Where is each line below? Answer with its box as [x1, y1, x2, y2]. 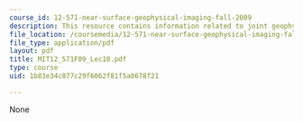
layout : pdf [9, 47, 54, 56]
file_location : [9, 30, 67, 39]
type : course [9, 64, 59, 73]
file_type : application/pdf [9, 38, 115, 48]
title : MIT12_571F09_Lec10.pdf [9, 55, 127, 64]
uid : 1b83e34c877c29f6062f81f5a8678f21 [9, 72, 160, 81]
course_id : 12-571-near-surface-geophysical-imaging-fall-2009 [9, 13, 252, 22]
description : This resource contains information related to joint [9, 22, 269, 30]
